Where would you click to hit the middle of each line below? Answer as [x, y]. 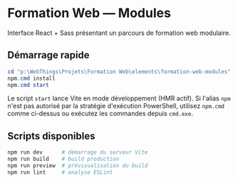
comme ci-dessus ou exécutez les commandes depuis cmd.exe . [100, 114]
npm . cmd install [31, 78]
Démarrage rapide [49, 55]
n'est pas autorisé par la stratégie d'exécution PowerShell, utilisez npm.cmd [116, 106]
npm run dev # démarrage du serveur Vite [78, 152]
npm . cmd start [29, 85]
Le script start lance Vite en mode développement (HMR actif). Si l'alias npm [119, 98]
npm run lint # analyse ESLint [60, 172]
